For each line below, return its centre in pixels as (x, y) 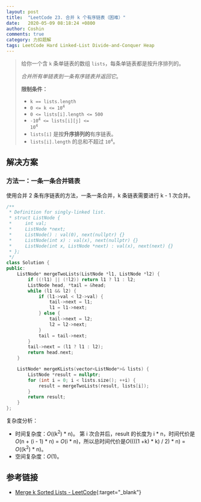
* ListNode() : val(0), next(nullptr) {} (67, 235)
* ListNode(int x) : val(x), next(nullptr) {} (73, 240)
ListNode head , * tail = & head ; (67, 285)
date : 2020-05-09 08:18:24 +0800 (51, 23)
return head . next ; (51, 353)
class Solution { (28, 263)
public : (16, 268)
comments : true (25, 34)
